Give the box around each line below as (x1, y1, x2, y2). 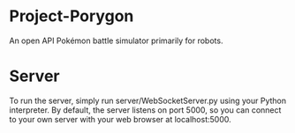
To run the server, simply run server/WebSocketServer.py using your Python (9, 95, 287, 106)
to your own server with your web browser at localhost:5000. (9, 114, 231, 124)
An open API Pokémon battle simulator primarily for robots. (9, 35, 223, 46)
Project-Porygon (9, 6, 134, 26)
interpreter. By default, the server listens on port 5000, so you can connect (9, 104, 282, 115)
